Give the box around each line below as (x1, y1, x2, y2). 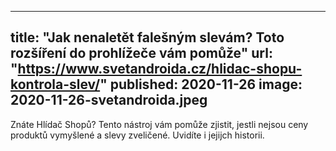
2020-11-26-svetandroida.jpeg (10, 92, 208, 109)
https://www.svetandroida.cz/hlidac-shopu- (17, 61, 303, 78)
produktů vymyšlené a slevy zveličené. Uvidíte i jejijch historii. (10, 129, 265, 141)
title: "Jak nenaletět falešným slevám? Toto (10, 29, 285, 46)
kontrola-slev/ (10, 76, 101, 93)
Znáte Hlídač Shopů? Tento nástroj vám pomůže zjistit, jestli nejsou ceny (10, 118, 309, 130)
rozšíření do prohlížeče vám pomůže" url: (10, 45, 273, 62)
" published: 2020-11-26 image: (99, 76, 303, 93)
